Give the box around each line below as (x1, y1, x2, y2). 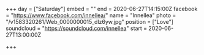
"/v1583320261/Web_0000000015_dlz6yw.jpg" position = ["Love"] (6, 18, 174, 25)
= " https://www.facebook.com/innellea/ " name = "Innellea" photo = (6, 12, 176, 19)
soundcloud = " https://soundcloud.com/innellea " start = (6, 24, 148, 32)
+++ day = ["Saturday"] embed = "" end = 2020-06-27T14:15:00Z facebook (6, 5, 198, 12)
